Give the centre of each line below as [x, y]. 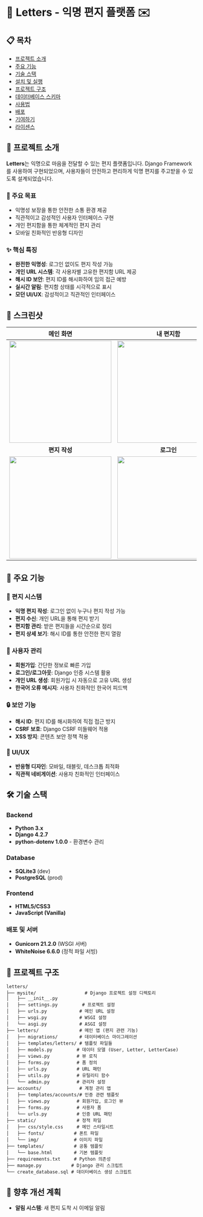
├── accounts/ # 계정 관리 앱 [59, 1089]
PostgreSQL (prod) [39, 877]
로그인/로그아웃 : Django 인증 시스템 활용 [63, 673]
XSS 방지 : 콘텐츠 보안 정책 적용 [52, 736]
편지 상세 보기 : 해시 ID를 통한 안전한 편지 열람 [68, 634]
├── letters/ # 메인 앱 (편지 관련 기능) [72, 1031]
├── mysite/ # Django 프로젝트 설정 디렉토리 [81, 993]
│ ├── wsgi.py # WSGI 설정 [56, 1018]
